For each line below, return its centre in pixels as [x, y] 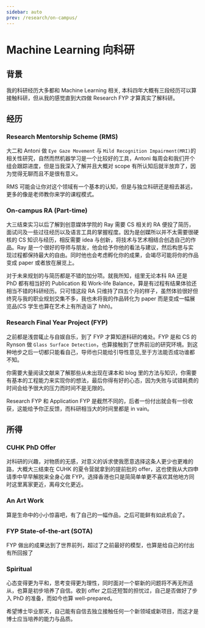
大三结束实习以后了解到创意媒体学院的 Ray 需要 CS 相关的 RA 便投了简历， [100, 224]
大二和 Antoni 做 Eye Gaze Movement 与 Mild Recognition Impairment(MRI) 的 [101, 151]
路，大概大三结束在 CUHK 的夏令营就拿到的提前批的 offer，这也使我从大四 [100, 469]
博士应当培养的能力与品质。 [41, 619]
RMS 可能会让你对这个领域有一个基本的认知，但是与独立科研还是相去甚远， [101, 187]
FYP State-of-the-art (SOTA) [50, 531]
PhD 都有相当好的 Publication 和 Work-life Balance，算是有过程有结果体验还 [102, 283]
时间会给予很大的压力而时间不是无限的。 [57, 388]
